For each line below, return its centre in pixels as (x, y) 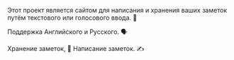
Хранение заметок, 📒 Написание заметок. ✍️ (76, 48)
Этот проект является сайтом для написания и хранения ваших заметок (117, 10)
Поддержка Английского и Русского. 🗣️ (67, 32)
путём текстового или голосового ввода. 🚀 (72, 18)
